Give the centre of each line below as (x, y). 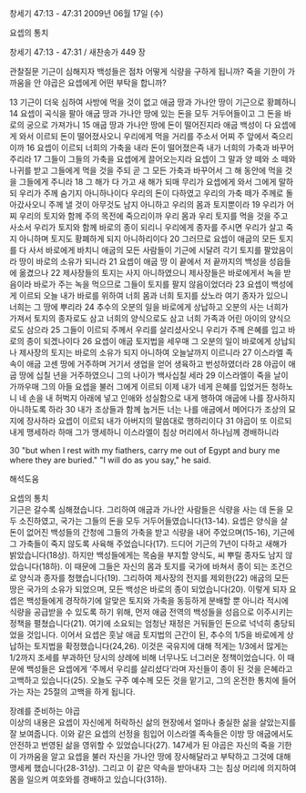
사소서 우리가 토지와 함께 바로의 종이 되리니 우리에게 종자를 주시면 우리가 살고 (147, 227)
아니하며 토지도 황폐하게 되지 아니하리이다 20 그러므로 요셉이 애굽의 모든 (148, 239)
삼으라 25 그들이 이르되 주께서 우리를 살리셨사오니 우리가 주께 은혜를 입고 (156, 330)
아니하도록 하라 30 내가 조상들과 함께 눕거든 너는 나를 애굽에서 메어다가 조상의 (148, 409)
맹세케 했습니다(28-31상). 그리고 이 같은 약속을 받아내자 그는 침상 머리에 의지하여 (153, 768)
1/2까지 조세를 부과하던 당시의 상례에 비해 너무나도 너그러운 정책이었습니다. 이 (147, 657)
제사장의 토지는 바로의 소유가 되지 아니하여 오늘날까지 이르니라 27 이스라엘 (151, 352)
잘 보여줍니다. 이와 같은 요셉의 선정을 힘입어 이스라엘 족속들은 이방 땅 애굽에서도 (152, 734)
